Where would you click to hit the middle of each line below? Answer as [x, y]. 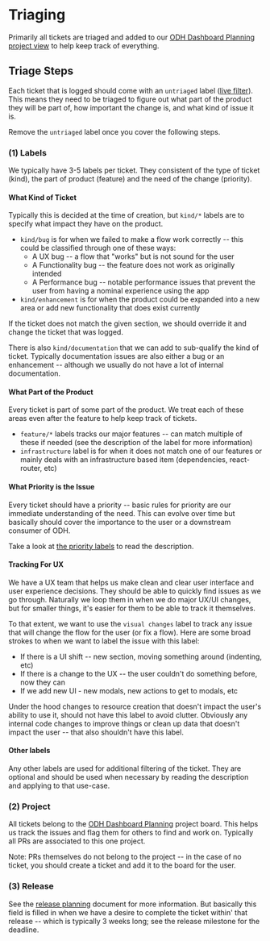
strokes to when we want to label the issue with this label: [104, 641]
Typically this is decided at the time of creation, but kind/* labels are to [127, 215]
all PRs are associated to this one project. [77, 841]
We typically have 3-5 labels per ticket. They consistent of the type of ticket [134, 170]
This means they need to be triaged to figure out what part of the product [130, 99]
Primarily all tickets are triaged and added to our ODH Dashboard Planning [132, 37]
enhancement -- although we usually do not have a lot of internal [116, 365]
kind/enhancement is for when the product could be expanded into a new [140, 299]
